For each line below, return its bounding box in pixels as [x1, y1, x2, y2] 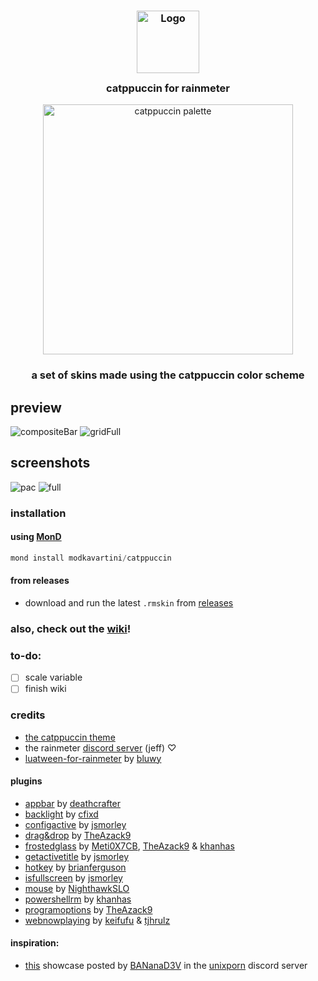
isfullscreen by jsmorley [24, 871, 123, 884]
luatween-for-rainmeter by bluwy [24, 752, 162, 764]
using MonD [10, 531, 62, 543]
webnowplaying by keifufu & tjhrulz [24, 914, 171, 926]
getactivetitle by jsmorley [24, 850, 130, 862]
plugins [10, 775, 43, 787]
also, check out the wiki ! [10, 621, 132, 635]
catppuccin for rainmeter [105, 81, 231, 95]
